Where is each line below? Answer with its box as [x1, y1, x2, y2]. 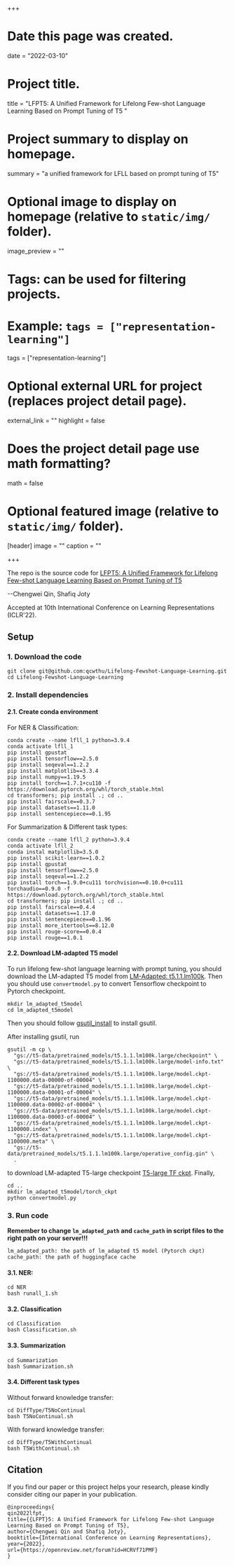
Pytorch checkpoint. [7, 987, 66, 995]
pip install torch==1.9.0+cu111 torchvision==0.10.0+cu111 [7, 879, 184, 886]
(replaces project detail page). [7, 393, 187, 409]
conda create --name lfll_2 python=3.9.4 [7, 836, 130, 843]
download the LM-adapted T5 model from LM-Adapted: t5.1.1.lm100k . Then [7, 972, 223, 980]
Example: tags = [7, 318, 104, 334]
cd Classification [7, 1320, 61, 1328]
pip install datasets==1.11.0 [7, 804, 96, 811]
